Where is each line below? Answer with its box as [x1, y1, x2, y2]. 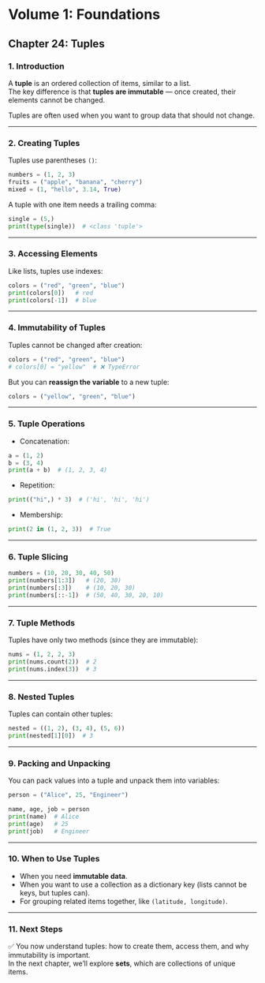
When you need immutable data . [19, 871, 128, 880]
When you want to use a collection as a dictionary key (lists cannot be [19, 880, 247, 889]
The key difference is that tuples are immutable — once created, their [8, 87, 237, 96]
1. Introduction [8, 61, 65, 72]
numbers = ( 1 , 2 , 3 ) [8, 171, 77, 179]
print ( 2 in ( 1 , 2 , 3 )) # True [8, 525, 111, 533]
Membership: [19, 510, 63, 520]
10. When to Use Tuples [8, 854, 100, 865]
